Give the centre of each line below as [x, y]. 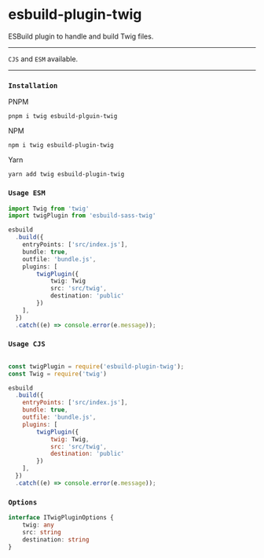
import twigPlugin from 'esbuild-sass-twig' [82, 216]
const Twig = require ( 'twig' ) [58, 374]
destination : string [56, 540]
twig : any [38, 525]
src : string [42, 532]
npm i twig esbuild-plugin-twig [61, 146]
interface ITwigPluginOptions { [61, 518]
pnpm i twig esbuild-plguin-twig [63, 116]
